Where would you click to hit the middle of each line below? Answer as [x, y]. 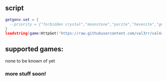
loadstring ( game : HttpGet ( [32, 34]
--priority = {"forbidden [37, 24]
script [14, 8]
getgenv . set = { [22, 19]
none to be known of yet [30, 61]
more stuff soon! [26, 74]
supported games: [34, 49]
